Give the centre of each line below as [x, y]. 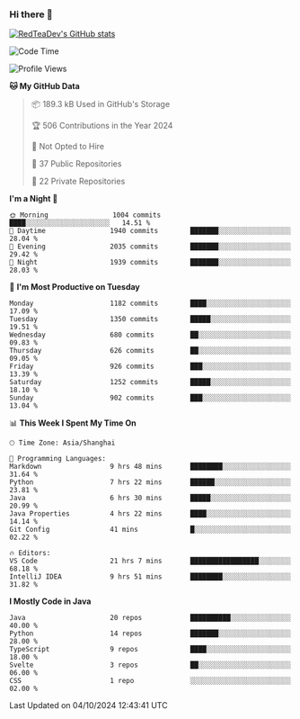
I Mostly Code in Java [50, 601]
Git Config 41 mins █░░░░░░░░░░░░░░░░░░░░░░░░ [150, 530]
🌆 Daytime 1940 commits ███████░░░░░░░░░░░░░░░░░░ [150, 231]
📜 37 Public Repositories [76, 164]
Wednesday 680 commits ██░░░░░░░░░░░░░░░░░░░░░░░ [150, 335]
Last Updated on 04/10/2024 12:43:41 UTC [88, 706]
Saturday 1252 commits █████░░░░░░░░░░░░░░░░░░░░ [150, 382]
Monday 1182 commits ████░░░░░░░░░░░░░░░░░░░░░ [150, 304]
